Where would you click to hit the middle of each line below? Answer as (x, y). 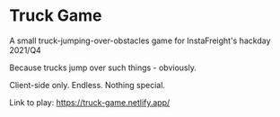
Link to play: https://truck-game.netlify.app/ (90, 102)
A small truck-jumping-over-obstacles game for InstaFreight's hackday (140, 40)
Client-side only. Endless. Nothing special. (87, 85)
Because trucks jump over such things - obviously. (103, 67)
